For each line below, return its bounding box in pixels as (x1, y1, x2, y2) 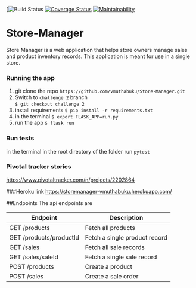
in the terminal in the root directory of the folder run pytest (6, 148, 150, 155)
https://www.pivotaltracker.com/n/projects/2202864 (6, 176, 135, 183)
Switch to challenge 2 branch (14, 94, 88, 101)
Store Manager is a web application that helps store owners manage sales (6, 46, 188, 53)
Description (109, 213, 144, 222)
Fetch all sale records (85, 243, 145, 251)
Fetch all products (85, 223, 135, 232)
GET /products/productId (9, 233, 79, 241)
